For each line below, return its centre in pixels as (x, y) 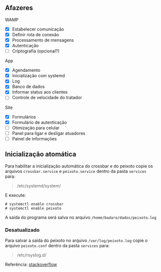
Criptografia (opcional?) (36, 51)
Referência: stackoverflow (31, 264)
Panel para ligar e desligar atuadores (49, 133)
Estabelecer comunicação (38, 29)
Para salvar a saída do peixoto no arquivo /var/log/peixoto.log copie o (76, 240)
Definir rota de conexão (36, 34)
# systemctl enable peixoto (33, 208)
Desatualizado (22, 230)
